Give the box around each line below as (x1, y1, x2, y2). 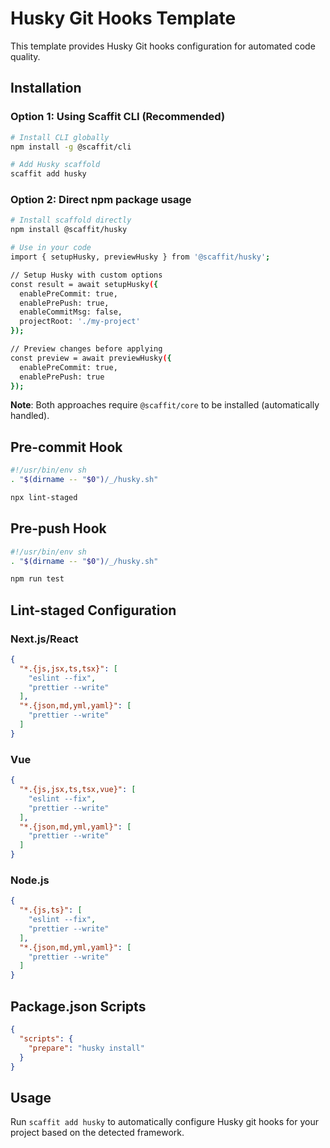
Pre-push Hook (10, 520, 107, 537)
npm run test (10, 574, 65, 584)
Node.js (10, 873, 50, 887)
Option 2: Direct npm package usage (10, 193, 192, 207)
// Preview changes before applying (10, 344, 163, 354)
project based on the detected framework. (10, 1127, 185, 1139)
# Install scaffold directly (10, 215, 132, 226)
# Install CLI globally (10, 132, 110, 142)
